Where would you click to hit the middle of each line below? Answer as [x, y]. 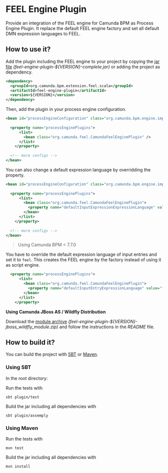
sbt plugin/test [22, 397]
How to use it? [28, 49]
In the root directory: [27, 378]
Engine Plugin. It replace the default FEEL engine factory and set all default [83, 28]
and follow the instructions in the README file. [107, 327]
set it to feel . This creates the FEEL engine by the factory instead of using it [84, 260]
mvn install [18, 466]
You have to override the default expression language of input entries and [81, 254]
